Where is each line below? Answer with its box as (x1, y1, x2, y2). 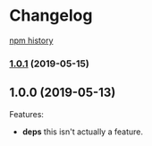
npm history (9, 35, 54, 46)
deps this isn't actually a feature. (21, 126, 143, 137)
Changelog (9, 5, 93, 26)
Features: (9, 108, 45, 119)
